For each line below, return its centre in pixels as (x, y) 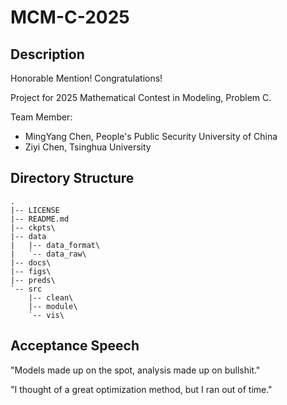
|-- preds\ (33, 280)
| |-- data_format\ (55, 245)
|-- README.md (40, 219)
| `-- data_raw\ (48, 254)
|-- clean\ (51, 297)
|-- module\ (53, 306)
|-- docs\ (31, 262)
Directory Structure (72, 178)
